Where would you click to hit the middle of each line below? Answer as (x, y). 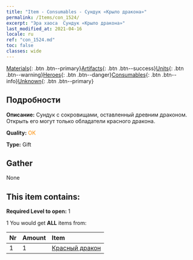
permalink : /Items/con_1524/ (43, 17)
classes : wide (24, 51)
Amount (34, 238)
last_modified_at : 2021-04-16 (44, 29)
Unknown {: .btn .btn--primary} (56, 81)
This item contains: (43, 197)
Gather (20, 163)
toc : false (20, 46)
